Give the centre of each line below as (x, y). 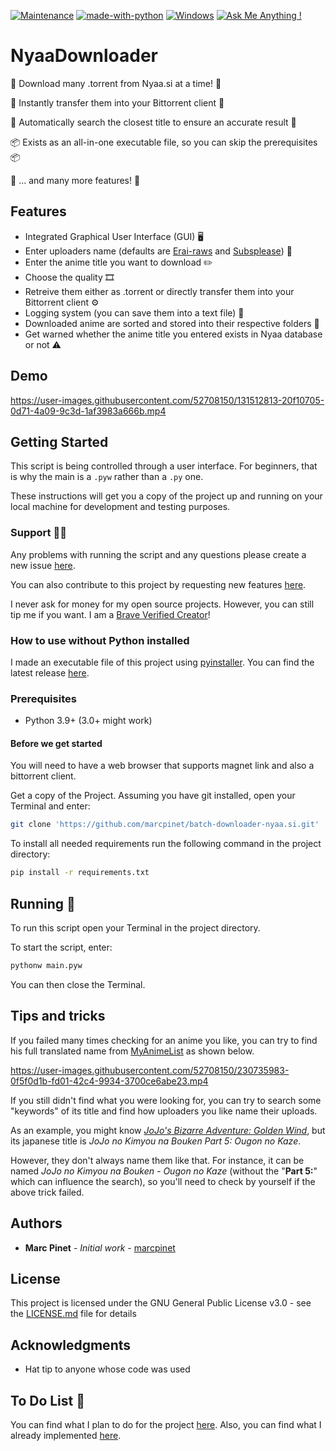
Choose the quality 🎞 (69, 277)
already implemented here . (66, 1435)
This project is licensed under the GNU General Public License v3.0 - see (161, 1303)
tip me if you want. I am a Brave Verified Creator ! (110, 614)
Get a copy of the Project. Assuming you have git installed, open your (153, 796)
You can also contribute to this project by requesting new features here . (158, 584)
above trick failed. (47, 1192)
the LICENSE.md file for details (73, 1314)
